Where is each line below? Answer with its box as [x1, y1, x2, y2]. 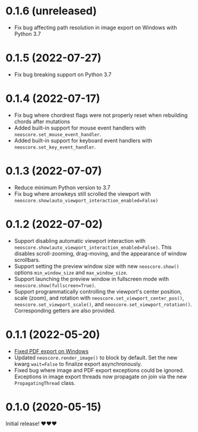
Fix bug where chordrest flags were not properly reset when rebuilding [14, 112, 188, 119]
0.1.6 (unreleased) [5, 4, 97, 18]
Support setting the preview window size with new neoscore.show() [14, 263, 180, 270]
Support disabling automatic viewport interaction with [14, 237, 146, 244]
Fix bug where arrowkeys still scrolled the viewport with [14, 190, 151, 198]
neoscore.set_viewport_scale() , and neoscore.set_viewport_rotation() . [14, 300, 193, 308]
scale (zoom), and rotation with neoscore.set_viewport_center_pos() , [14, 294, 184, 301]
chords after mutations [14, 118, 70, 125]
